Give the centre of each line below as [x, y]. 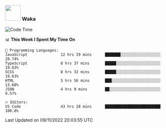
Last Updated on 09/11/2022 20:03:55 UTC [49, 120]
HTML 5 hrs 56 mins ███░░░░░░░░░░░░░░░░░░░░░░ [83, 81]
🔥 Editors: [17, 102]
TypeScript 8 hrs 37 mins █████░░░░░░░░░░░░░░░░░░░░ [83, 64]
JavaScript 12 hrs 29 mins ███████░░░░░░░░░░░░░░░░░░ [83, 55]
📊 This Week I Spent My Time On [40, 40]
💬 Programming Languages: [32, 50]
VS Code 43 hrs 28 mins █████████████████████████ [83, 107]
